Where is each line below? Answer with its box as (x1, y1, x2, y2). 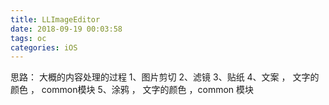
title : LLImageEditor (10, 14, 101, 25)
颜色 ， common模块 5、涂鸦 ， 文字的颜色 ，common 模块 (10, 84, 255, 96)
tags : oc (10, 33, 47, 43)
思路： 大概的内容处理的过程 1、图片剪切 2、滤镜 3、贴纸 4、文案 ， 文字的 (10, 71, 320, 83)
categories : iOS (10, 42, 78, 53)
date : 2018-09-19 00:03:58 (10, 24, 123, 34)
